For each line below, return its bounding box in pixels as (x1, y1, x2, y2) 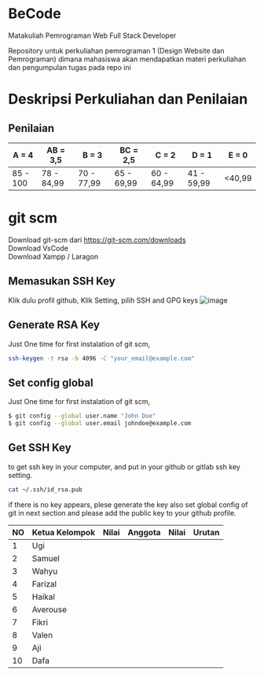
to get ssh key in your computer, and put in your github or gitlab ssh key (8, 461, 241, 472)
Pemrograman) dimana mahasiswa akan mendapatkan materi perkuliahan (8, 54, 247, 64)
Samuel (31, 553, 60, 564)
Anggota (127, 527, 161, 538)
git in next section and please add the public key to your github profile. (8, 508, 237, 517)
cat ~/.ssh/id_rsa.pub (8, 485, 82, 494)
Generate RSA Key (8, 318, 101, 332)
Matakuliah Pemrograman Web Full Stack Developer (8, 31, 177, 40)
